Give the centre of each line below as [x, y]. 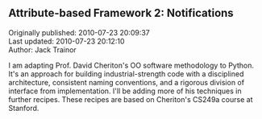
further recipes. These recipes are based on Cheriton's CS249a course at [131, 99]
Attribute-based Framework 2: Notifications [121, 13]
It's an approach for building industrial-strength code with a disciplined [126, 74]
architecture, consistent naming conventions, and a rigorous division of [126, 82]
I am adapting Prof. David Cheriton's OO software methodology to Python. [131, 65]
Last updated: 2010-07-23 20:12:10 [67, 41]
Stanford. [24, 108]
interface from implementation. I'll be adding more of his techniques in [125, 91]
